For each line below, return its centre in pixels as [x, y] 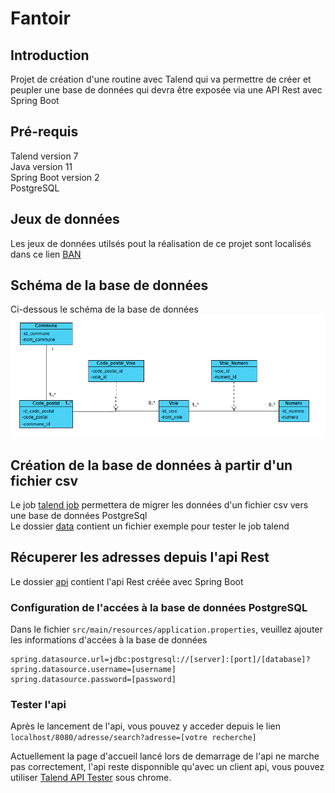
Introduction [50, 55]
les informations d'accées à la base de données [109, 640]
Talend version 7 [44, 156]
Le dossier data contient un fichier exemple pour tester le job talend [150, 526]
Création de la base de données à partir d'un [151, 465]
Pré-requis [44, 132]
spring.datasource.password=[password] [93, 680]
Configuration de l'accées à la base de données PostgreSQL [159, 607]
